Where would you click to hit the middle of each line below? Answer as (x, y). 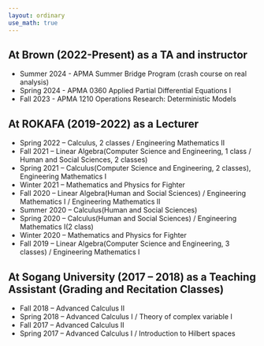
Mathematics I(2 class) (57, 227)
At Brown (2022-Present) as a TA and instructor (128, 55)
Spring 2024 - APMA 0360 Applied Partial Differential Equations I (125, 91)
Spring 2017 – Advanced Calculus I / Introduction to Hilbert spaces (127, 333)
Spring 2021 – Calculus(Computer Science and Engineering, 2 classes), (135, 168)
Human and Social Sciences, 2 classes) (84, 160)
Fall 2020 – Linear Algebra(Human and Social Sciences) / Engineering (133, 194)
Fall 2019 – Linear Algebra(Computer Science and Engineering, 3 (125, 244)
